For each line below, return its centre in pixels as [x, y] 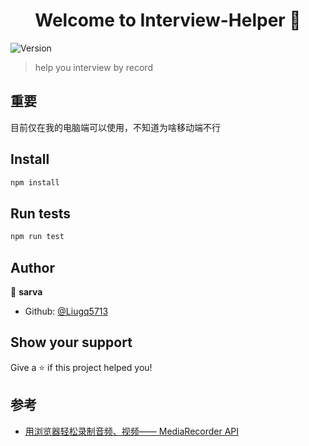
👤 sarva [26, 291]
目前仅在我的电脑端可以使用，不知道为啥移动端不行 [115, 127]
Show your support [71, 342]
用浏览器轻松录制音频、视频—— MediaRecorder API [132, 431]
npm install [35, 182]
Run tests [40, 213]
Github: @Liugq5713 [66, 311]
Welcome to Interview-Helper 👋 [168, 20]
